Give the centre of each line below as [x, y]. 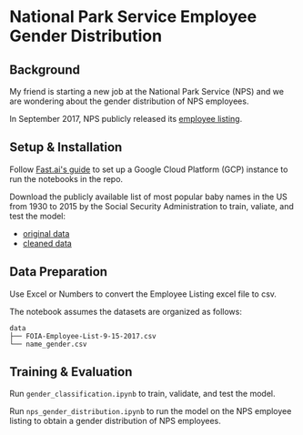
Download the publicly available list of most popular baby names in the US [149, 197]
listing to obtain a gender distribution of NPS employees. [115, 421]
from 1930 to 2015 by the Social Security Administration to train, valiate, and [151, 206]
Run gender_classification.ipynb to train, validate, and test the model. [142, 394]
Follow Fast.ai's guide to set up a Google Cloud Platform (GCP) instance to [149, 169]
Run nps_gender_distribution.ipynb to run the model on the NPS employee [151, 411]
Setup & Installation [66, 147]
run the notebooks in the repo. [66, 178]
